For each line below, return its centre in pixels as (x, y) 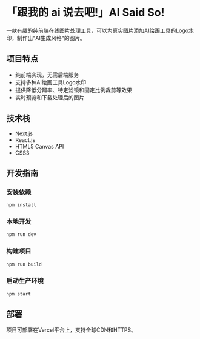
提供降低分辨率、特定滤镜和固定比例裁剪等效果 (73, 90)
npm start (19, 294)
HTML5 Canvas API (39, 146)
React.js (25, 139)
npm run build (24, 264)
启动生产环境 (25, 281)
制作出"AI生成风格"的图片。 (51, 38)
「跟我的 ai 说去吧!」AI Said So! (85, 12)
